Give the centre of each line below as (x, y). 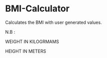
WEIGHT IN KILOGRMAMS (32, 41)
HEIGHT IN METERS (26, 51)
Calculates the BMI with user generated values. (53, 22)
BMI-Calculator (37, 9)
